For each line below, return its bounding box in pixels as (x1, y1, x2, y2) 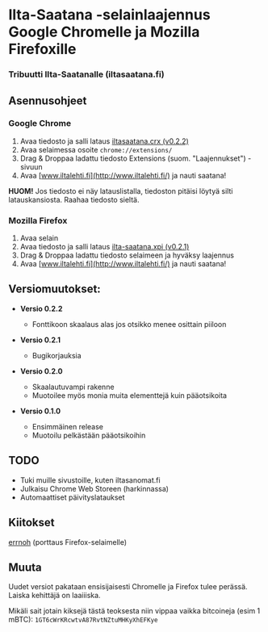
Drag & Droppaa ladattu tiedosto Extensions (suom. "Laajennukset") (19, 153, 246, 163)
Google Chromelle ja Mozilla (8, 23, 200, 41)
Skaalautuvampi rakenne (31, 382, 115, 391)
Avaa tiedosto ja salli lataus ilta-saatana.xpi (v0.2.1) (19, 242, 190, 252)
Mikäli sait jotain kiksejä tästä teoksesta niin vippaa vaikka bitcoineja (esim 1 (8, 606, 261, 616)
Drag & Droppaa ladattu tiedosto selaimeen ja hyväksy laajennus (19, 250, 234, 260)
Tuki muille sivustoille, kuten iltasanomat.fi (19, 475, 161, 485)
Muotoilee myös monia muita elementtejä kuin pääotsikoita (31, 390, 228, 400)
